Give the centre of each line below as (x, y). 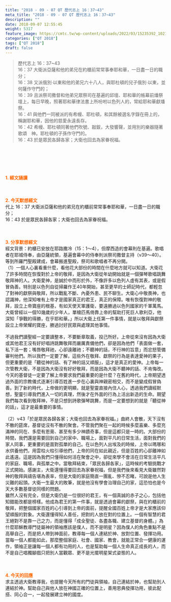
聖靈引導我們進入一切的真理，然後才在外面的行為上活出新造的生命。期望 (90, 394)
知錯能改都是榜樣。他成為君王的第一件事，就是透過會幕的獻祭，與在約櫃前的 (85, 501)
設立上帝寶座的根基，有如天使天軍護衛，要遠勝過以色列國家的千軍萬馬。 (90, 306)
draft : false (19, 48)
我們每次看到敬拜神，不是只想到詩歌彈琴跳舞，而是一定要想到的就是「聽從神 (85, 400)
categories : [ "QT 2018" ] (32, 39)
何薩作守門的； (33, 89)
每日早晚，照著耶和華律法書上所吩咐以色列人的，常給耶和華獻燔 (98, 101)
